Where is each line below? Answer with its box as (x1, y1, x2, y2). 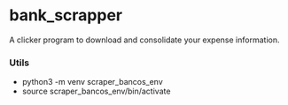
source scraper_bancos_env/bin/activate (21, 86, 171, 97)
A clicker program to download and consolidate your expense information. (9, 34, 280, 45)
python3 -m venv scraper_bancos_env (21, 77, 164, 87)
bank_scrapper (9, 5, 122, 26)
